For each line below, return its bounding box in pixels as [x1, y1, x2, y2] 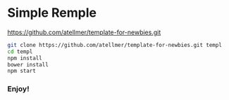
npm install [7, 55, 42, 62]
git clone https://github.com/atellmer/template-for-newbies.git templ [7, 41, 222, 48]
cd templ [7, 48, 33, 55]
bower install [7, 61, 49, 68]
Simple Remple [7, 5, 97, 21]
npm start [7, 68, 37, 75]
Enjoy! [7, 84, 30, 94]
